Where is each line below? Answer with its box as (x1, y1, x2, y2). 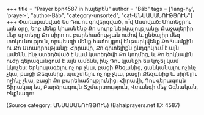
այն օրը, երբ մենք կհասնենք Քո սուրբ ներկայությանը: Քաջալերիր (6, 24, 194, 32)
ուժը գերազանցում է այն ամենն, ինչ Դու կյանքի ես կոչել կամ (6, 57, 179, 64)
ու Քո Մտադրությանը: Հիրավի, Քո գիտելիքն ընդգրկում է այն (6, 44, 179, 51)
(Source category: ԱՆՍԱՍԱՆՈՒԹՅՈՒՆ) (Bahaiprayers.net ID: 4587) (6, 102, 180, 109)
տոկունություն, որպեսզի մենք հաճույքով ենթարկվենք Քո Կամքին (6, 38, 194, 45)
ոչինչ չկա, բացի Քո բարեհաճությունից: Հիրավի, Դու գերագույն (6, 76, 186, 84)
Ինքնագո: (6, 90, 35, 97)
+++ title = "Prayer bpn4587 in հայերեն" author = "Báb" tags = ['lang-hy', (6, 6, 195, 12)
